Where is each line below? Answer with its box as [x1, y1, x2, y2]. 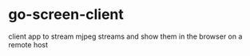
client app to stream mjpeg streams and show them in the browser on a [8, 32, 243, 41]
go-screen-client [8, 6, 124, 24]
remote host [8, 39, 49, 49]
